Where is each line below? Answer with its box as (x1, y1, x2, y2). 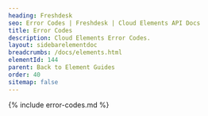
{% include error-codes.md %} (8, 100, 110, 110)
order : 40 (8, 71, 41, 79)
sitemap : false (8, 78, 59, 86)
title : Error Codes (8, 26, 73, 34)
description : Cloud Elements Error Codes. (8, 33, 151, 42)
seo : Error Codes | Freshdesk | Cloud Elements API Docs (8, 19, 201, 27)
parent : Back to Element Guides (8, 64, 115, 72)
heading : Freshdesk (8, 11, 73, 20)
